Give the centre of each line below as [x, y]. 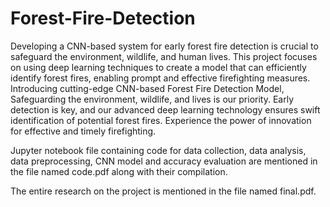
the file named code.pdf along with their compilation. [119, 171]
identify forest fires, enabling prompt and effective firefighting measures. [160, 78]
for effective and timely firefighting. [83, 131]
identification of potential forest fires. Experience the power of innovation [161, 120]
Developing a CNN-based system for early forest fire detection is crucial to [164, 46]
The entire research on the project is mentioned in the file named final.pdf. [163, 191]
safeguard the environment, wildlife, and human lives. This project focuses [164, 56]
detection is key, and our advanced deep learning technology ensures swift [165, 109]
